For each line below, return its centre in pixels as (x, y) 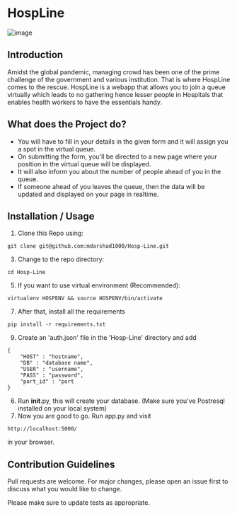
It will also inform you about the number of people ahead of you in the (119, 171)
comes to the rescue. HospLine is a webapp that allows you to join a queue (117, 87)
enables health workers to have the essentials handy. (85, 102)
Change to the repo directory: (61, 259)
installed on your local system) (62, 409)
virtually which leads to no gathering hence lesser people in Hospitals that (115, 94)
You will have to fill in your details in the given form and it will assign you (123, 141)
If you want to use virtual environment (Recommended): (99, 285)
